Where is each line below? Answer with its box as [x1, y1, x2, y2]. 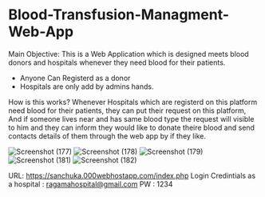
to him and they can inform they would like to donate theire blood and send [8, 123, 255, 132]
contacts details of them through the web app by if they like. [8, 131, 206, 141]
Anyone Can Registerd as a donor [19, 73, 131, 82]
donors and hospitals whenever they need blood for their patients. [8, 58, 226, 67]
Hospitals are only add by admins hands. [19, 82, 154, 91]
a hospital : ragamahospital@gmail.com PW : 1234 [8, 179, 173, 189]
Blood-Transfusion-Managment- [8, 6, 230, 24]
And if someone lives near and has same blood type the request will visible [8, 114, 255, 123]
